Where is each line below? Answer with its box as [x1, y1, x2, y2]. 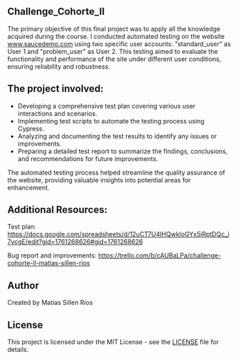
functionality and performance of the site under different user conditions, [7, 55, 222, 63]
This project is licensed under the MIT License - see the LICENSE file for [7, 338, 219, 346]
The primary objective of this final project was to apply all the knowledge [7, 24, 221, 33]
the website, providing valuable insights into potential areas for [7, 175, 191, 184]
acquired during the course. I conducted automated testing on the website [7, 32, 225, 40]
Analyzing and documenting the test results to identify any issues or [17, 131, 217, 140]
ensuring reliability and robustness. [7, 62, 111, 70]
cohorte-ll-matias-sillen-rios [7, 259, 90, 267]
